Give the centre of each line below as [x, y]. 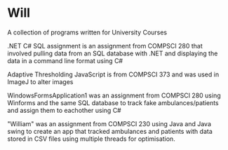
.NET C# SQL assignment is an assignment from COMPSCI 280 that [105, 46]
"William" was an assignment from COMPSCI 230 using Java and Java [109, 123]
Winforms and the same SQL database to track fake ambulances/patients [113, 102]
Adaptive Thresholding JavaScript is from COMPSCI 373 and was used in [113, 74]
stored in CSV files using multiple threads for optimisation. [91, 139]
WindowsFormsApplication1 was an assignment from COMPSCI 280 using [114, 95]
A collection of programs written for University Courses [87, 32]
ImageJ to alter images [40, 81]
